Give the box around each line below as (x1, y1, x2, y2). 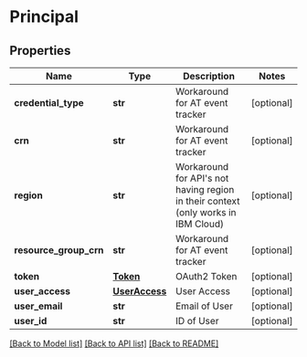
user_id (14, 315, 48, 327)
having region (175, 184, 235, 195)
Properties (9, 43, 71, 58)
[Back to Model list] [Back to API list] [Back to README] (9, 338, 219, 349)
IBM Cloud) (175, 217, 224, 230)
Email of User (175, 299, 233, 312)
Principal (9, 6, 79, 27)
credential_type (14, 97, 84, 109)
